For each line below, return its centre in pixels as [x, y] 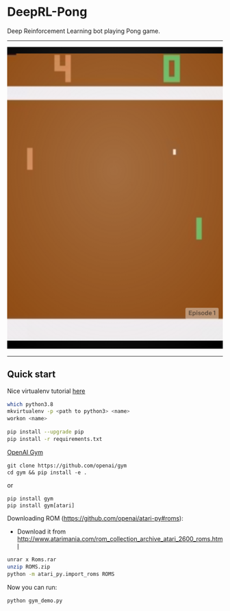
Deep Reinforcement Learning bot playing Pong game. [84, 31]
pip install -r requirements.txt [55, 440]
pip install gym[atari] [41, 505]
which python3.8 [30, 404]
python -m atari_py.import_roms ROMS [61, 574]
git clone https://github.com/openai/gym [67, 466]
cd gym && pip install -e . [47, 472]
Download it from [41, 531]
